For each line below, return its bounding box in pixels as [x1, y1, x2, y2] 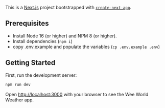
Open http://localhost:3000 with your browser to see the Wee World [5, 91, 149, 97]
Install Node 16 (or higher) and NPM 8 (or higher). [12, 33, 117, 39]
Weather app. [5, 97, 34, 103]
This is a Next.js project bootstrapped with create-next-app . [5, 5, 132, 10]
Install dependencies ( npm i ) [12, 38, 73, 44]
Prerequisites [5, 19, 49, 28]
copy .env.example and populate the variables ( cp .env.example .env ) [12, 44, 160, 50]
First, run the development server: [5, 72, 77, 78]
